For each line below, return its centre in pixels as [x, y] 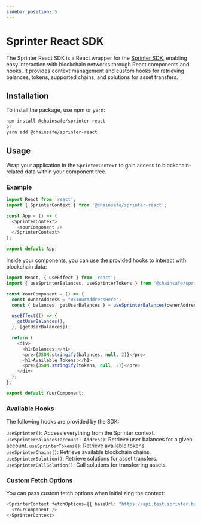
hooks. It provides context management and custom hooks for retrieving [95, 71]
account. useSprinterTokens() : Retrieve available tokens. [76, 446]
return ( [22, 338]
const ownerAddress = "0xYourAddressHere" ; [66, 300]
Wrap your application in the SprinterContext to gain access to [84, 165]
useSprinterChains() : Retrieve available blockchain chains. [79, 452]
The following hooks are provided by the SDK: [63, 422]
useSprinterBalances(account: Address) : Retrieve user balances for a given [99, 440]
